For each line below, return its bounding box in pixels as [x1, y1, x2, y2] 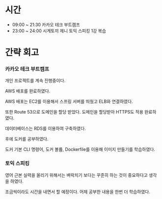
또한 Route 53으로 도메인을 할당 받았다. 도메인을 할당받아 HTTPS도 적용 [5, 109, 144, 115]
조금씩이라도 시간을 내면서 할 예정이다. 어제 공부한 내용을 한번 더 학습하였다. [5, 189, 151, 195]
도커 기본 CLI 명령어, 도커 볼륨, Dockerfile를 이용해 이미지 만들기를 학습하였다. [5, 146, 156, 152]
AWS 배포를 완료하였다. [5, 88, 51, 94]
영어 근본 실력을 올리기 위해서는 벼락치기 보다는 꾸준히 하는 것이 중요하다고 [5, 172, 148, 178]
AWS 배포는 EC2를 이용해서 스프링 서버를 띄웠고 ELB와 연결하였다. [5, 99, 134, 105]
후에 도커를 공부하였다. [5, 136, 49, 142]
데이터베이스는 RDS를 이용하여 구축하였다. [5, 126, 86, 132]
